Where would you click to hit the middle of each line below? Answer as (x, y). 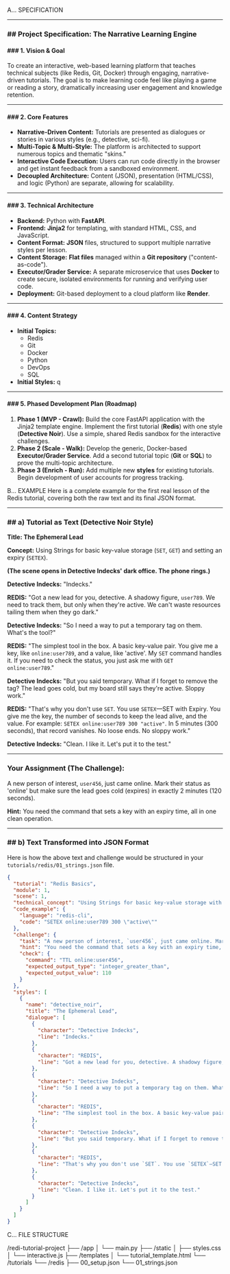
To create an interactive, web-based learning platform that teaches (102, 66)
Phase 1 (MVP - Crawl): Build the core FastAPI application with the (111, 419)
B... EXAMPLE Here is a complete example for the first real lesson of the (108, 490)
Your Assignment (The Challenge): (66, 769)
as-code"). (32, 264)
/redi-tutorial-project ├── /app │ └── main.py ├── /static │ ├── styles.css (114, 1248)
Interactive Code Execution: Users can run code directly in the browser (118, 161)
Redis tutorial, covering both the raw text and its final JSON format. (102, 498)
